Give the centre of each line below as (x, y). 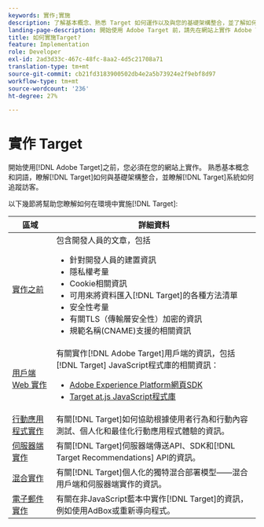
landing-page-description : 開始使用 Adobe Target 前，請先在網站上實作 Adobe (130, 30)
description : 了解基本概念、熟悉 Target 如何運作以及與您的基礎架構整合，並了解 (127, 23)
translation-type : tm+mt (49, 67)
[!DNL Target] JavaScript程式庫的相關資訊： (137, 365)
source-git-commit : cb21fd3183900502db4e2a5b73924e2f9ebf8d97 (112, 74)
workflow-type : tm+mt (44, 81)
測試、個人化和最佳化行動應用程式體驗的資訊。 (143, 431)
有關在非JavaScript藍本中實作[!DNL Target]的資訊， (152, 499)
